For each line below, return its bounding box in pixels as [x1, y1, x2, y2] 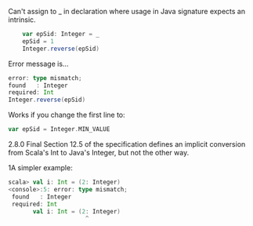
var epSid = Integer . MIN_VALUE [8, 126, 110, 133]
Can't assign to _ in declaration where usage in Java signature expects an [8, 7, 246, 16]
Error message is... [8, 59, 69, 68]
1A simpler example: [8, 163, 73, 172]
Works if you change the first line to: [8, 110, 125, 120]
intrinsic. [8, 15, 37, 24]
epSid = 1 [22, 37, 55, 46]
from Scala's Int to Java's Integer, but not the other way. [8, 148, 190, 157]
